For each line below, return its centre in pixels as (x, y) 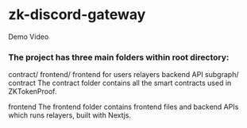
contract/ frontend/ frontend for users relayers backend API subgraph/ (123, 75)
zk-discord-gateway (77, 15)
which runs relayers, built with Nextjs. (69, 115)
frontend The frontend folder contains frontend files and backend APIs (123, 107)
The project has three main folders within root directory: (119, 57)
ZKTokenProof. (33, 91)
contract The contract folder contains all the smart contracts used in (120, 83)
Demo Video (29, 37)
